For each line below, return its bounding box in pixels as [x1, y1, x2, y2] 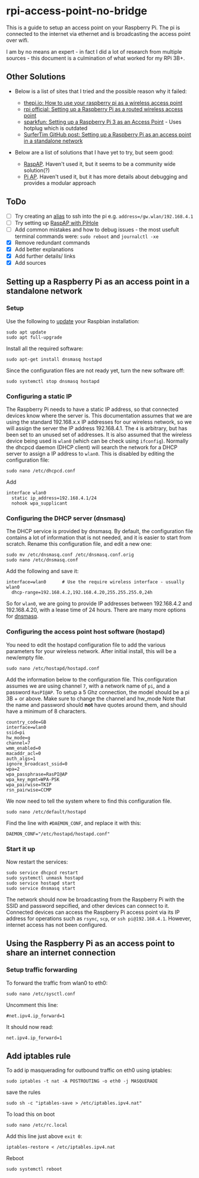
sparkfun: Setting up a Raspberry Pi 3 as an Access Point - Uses [23, 118, 182, 125]
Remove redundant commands [14, 239, 90, 246]
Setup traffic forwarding [6, 966, 78, 974]
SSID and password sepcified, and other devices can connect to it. [6, 902, 169, 909]
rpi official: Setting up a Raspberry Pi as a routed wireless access [23, 106, 183, 113]
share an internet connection [6, 948, 116, 958]
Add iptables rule [6, 1051, 71, 1061]
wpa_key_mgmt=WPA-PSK [6, 777, 60, 783]
